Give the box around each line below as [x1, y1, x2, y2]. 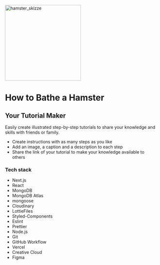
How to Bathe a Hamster [5, 92, 105, 103]
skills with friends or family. [5, 129, 60, 135]
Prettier [12, 224, 27, 230]
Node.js [12, 229, 28, 234]
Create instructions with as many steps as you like [12, 139, 112, 144]
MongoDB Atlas [12, 193, 44, 199]
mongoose [12, 198, 34, 204]
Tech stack [5, 166, 32, 173]
